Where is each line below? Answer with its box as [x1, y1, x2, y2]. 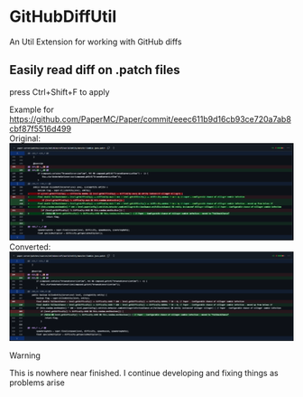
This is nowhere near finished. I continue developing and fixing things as [9, 368, 279, 379]
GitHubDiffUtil [9, 6, 117, 27]
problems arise [9, 377, 65, 388]
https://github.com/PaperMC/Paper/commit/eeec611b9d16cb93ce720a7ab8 [9, 113, 291, 124]
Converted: [9, 241, 51, 252]
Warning [9, 350, 41, 361]
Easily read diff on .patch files [9, 62, 180, 78]
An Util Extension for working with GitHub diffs [9, 36, 182, 47]
